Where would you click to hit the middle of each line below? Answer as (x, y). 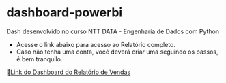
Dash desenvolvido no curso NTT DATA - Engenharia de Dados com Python (113, 31)
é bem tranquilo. (39, 59)
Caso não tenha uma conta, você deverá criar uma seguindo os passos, (117, 52)
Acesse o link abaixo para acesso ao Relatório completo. (96, 44)
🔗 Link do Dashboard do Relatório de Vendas (69, 72)
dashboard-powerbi (65, 13)
